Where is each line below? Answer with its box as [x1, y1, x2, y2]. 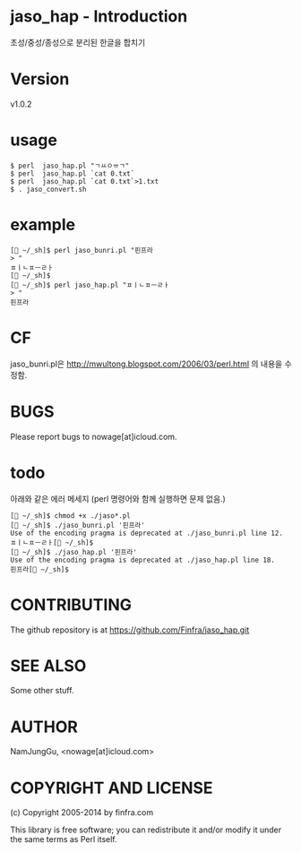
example [10, 215, 76, 235]
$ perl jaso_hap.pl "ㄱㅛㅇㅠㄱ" [10, 161, 130, 170]
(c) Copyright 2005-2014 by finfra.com [10, 807, 154, 818]
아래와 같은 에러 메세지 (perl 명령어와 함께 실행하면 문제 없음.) [10, 493, 227, 503]
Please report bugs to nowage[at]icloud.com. [10, 431, 177, 442]
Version [10, 69, 70, 90]
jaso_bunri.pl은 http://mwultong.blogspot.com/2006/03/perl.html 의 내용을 [10, 358, 283, 369]
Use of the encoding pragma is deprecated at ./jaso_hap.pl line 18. [10, 555, 276, 564]
